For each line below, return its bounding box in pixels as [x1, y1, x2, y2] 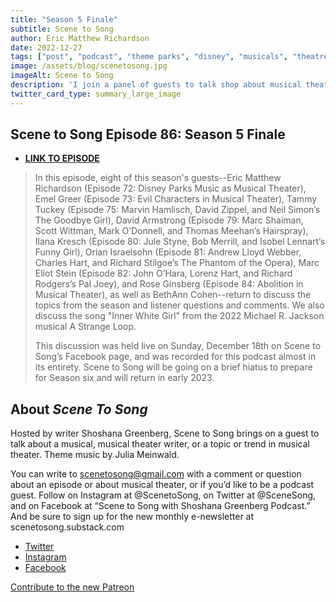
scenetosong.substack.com [10, 521, 125, 533]
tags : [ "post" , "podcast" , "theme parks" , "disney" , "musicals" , [10, 52, 289, 62]
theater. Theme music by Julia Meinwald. [10, 449, 180, 461]
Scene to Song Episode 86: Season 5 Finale [10, 126, 286, 143]
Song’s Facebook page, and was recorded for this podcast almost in [34, 351, 317, 363]
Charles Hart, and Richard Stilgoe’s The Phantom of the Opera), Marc [34, 257, 320, 269]
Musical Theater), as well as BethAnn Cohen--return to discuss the [34, 289, 312, 301]
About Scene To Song [10, 401, 148, 418]
